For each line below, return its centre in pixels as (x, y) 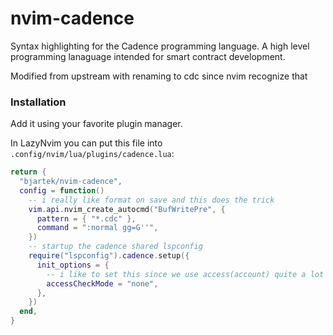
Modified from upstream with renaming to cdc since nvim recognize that (159, 76)
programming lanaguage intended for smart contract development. (148, 56)
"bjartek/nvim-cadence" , (71, 182)
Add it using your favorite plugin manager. (96, 124)
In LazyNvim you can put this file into (86, 143)
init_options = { (73, 265)
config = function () (62, 190)
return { (28, 172)
